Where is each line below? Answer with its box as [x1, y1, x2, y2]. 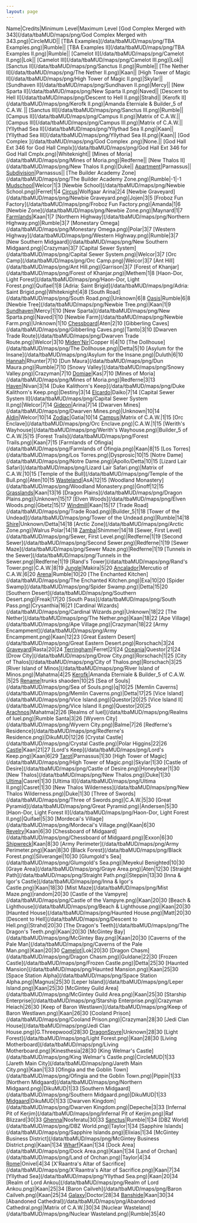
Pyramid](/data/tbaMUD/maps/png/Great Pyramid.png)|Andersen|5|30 [6, 802, 178, 809]
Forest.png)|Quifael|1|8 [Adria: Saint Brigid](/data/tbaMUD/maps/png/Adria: [6, 282, 189, 289]
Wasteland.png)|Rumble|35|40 [91, 1210, 166, 1217]
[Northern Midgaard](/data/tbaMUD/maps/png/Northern [6, 1078, 142, 1085]
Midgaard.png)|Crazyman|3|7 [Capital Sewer [6, 244, 115, 251]
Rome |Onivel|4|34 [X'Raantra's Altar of [6, 1160, 101, 1167]
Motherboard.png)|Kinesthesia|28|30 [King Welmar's [6, 1047, 135, 1054]
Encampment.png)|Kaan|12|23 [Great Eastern [6, 633, 116, 640]
